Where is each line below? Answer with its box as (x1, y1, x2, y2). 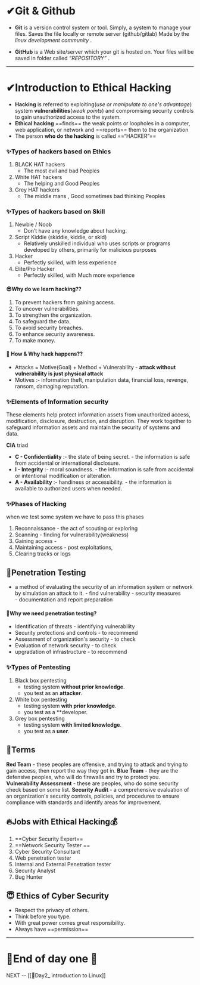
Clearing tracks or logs (14, 550, 71, 557)
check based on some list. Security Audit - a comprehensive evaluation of (6, 786, 189, 793)
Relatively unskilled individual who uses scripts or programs (23, 240, 171, 247)
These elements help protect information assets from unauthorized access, (6, 411, 190, 418)
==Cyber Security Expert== (14, 835, 83, 842)
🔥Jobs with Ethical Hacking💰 (6, 816, 118, 827)
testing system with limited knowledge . (23, 721, 122, 728)
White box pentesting (14, 696, 67, 703)
